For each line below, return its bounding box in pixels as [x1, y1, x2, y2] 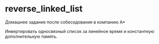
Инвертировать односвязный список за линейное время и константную [5, 28, 155, 34]
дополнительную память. [5, 33, 58, 39]
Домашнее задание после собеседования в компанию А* [5, 19, 126, 25]
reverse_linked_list [5, 3, 83, 14]
